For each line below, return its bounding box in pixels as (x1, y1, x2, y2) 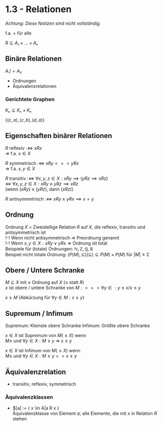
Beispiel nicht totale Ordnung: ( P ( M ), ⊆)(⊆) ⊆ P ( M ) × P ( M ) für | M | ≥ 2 (5, 251, 149, 257)
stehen (12, 416, 27, 422)
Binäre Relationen (5, 55, 62, 63)
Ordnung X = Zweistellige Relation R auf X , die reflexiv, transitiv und (5, 224, 145, 230)
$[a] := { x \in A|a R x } (12, 405, 59, 411)
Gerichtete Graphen (5, 96, 55, 103)
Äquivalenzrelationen (12, 83, 57, 89)
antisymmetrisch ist (5, 229, 46, 235)
